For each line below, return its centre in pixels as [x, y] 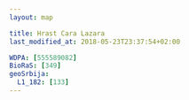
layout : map [31, 17]
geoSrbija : [29, 74]
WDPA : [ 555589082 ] [43, 58]
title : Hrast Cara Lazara [57, 33]
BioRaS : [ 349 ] [35, 66]
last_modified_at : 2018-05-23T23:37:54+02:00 [94, 42]
